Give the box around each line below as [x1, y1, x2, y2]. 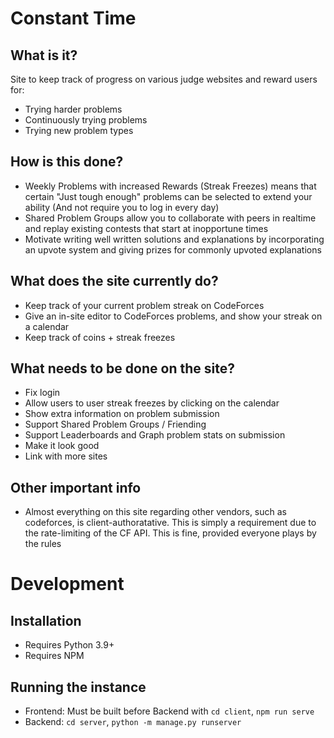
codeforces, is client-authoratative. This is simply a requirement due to [24, 517, 317, 529]
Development [10, 573, 125, 596]
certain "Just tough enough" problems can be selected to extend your [24, 190, 313, 202]
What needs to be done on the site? [10, 360, 235, 377]
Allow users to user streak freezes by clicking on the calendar [24, 397, 280, 409]
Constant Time [10, 7, 137, 30]
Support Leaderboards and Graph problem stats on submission [24, 429, 286, 441]
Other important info [10, 479, 142, 496]
